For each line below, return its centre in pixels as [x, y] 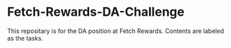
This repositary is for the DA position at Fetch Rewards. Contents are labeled [115, 31]
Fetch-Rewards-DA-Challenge [96, 12]
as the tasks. [25, 38]
